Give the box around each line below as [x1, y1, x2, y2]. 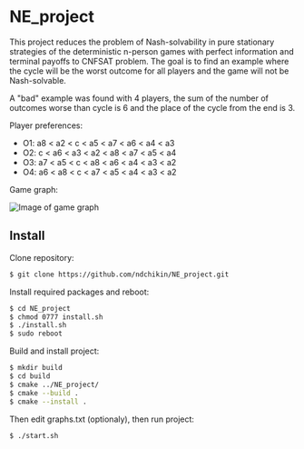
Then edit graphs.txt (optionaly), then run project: [9, 414, 195, 424]
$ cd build [9, 372, 51, 381]
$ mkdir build [9, 364, 64, 373]
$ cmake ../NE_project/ [9, 380, 100, 389]
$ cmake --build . [9, 388, 79, 397]
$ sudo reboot [9, 329, 64, 338]
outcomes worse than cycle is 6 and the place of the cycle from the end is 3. [9, 102, 296, 113]
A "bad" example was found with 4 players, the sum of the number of [9, 93, 270, 104]
